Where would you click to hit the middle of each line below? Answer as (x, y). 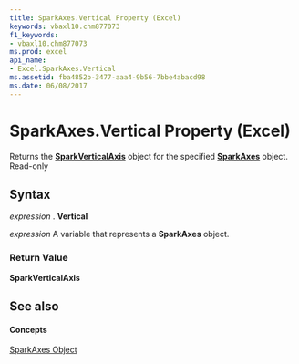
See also (34, 307)
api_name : (28, 60)
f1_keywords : (34, 35)
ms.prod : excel (38, 52)
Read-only (29, 166)
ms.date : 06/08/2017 (49, 86)
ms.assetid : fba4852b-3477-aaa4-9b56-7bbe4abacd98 (108, 78)
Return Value (39, 258)
